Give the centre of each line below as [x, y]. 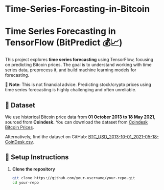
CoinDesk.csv [19, 142]
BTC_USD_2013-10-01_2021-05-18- [123, 137]
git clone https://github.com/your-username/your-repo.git [74, 178]
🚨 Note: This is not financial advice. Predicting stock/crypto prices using [78, 84]
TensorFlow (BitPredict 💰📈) [64, 43]
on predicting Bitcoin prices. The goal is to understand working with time [78, 65]
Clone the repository [34, 169]
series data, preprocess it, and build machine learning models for [71, 70]
